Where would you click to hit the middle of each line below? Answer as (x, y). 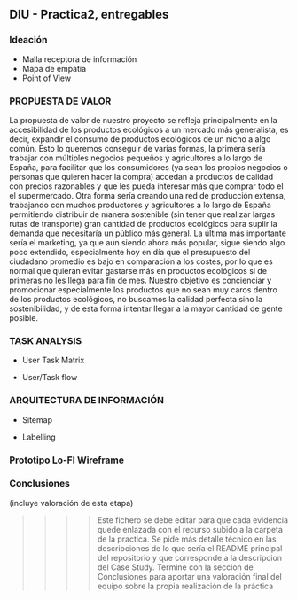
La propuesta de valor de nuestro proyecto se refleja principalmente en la (143, 120)
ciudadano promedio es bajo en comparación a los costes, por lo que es (141, 261)
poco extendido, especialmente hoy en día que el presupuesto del (130, 252)
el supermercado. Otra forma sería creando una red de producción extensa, (148, 195)
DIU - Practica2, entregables (89, 15)
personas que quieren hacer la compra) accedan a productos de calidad (141, 176)
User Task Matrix (53, 360)
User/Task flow (50, 378)
